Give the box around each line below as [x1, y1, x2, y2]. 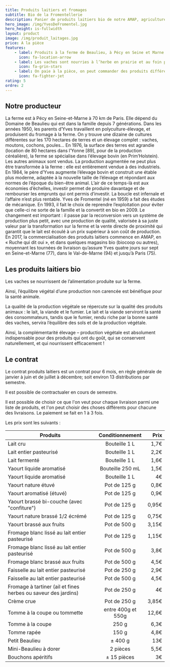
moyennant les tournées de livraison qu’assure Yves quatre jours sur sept [5, 245, 158, 251]
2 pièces [109, 646, 131, 653]
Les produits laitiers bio [5, 265, 81, 273]
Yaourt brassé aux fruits [8, 521, 65, 528]
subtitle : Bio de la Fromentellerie [5, 12, 82, 17]
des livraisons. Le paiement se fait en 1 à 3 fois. [5, 410, 104, 416]
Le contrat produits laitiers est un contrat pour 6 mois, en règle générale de [5, 369, 162, 375]
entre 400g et [103, 606, 137, 613]
